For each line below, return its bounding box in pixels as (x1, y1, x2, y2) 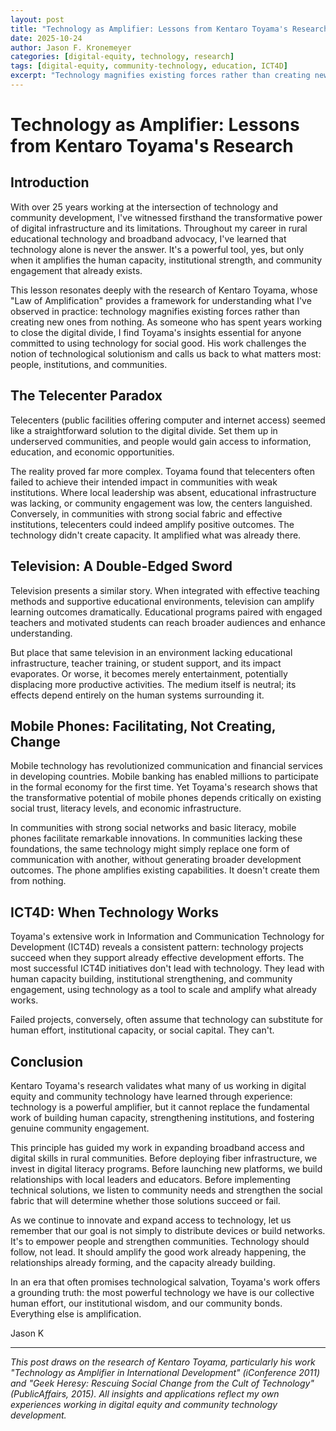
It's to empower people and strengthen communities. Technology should (10, 1235, 310, 1247)
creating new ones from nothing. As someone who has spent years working (10, 316, 323, 328)
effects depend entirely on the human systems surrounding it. (10, 689, 265, 701)
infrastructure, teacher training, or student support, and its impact (10, 657, 282, 669)
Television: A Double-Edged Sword (10, 558, 233, 575)
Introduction (10, 174, 90, 191)
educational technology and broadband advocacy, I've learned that (10, 232, 287, 245)
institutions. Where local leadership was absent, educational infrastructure (10, 486, 317, 498)
